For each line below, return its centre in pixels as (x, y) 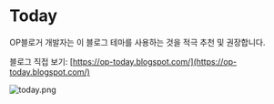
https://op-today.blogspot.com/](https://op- (155, 61)
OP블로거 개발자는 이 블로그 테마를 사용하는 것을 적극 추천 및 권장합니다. (137, 42)
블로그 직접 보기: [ (41, 61)
